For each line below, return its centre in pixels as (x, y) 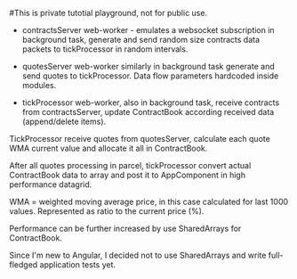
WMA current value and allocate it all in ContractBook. (108, 148)
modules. (39, 85)
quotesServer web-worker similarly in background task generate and (148, 66)
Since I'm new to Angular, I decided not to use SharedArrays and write (138, 255)
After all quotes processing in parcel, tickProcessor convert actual (130, 165)
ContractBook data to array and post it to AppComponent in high (128, 175)
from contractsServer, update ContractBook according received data (148, 112)
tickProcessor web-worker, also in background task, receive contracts (151, 103)
